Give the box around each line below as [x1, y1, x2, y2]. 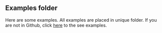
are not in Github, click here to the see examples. [5, 22, 107, 28]
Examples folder [5, 4, 58, 12]
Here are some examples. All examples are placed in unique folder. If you [5, 17, 157, 23]
